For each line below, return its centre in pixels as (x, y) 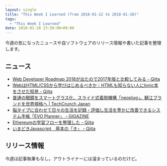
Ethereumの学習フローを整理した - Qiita (53, 122)
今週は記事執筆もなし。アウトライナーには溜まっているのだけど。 (72, 159)
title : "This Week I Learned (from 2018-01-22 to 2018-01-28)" (72, 14)
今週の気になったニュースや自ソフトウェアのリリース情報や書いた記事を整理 (83, 43)
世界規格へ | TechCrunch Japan (58, 104)
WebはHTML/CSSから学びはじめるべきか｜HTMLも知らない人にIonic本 (85, 85)
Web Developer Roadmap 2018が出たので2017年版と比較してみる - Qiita (86, 79)
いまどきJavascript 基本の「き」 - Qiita (54, 128)
